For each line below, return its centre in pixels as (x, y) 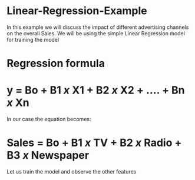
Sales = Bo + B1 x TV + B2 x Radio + (94, 143)
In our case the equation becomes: (49, 119)
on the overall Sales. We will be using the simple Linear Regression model (96, 33)
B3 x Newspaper (48, 156)
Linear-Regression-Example (77, 11)
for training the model (33, 39)
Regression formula (56, 64)
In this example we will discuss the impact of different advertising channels (98, 27)
